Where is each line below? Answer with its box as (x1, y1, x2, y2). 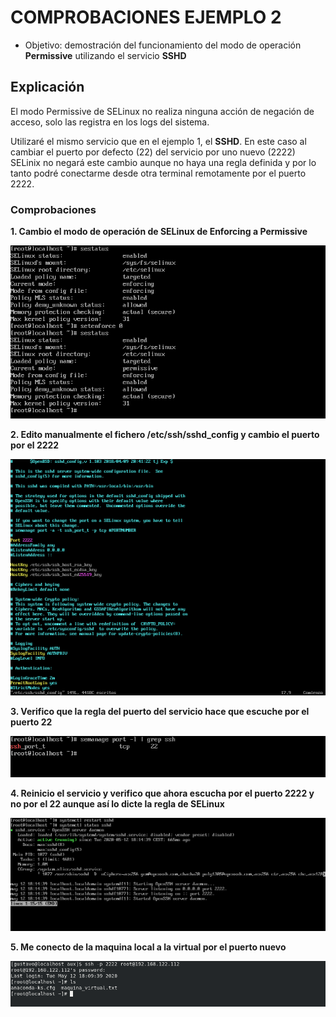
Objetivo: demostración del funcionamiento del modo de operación (24, 39, 302, 51)
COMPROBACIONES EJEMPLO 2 (10, 6, 282, 29)
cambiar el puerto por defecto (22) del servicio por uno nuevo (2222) (10, 146, 296, 158)
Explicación (10, 79, 85, 96)
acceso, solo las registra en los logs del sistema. (10, 116, 210, 128)
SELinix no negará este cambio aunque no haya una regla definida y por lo (10, 156, 317, 168)
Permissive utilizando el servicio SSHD (24, 49, 187, 61)
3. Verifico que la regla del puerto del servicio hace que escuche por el (10, 705, 310, 717)
